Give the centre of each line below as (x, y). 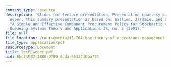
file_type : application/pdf (35, 43)
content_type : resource (31, 10)
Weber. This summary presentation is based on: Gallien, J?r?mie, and (86, 19)
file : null (17, 33)
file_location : (21, 38)
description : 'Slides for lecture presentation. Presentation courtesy (83, 15)
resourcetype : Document (31, 47)
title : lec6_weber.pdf (29, 52)
